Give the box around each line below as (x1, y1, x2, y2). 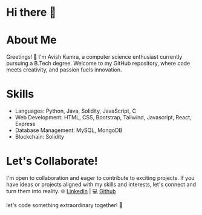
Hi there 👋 (6, 5, 56, 19)
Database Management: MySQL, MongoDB (15, 127, 123, 134)
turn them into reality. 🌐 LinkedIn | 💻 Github (6, 188, 116, 194)
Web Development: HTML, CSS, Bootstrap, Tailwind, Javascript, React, (15, 114, 192, 121)
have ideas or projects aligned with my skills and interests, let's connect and (6, 181, 197, 188)
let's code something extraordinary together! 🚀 (6, 202, 123, 208)
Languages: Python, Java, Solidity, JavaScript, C (15, 107, 137, 114)
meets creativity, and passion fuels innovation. (6, 66, 122, 73)
